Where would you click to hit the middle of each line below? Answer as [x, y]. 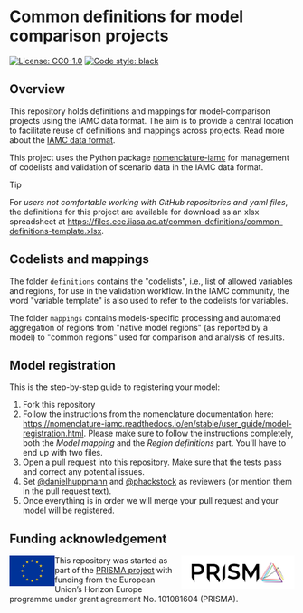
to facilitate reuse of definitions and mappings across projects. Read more [147, 130]
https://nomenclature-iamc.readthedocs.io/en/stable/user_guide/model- [157, 424]
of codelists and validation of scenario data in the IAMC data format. [137, 167]
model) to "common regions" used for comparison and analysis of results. [147, 337]
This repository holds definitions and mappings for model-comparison [140, 111]
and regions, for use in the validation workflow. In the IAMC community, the [149, 290]
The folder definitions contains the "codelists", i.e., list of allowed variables [151, 281]
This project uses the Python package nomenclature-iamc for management [149, 157]
